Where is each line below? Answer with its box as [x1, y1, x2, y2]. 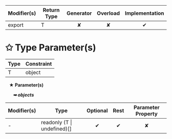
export [8, 21, 24, 29]
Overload [97, 10, 120, 17]
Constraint [25, 60, 52, 67]
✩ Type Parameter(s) [5, 42, 96, 53]
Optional [87, 107, 109, 114]
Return [42, 7, 60, 13]
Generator [66, 10, 92, 17]
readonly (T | [40, 119, 72, 126]
